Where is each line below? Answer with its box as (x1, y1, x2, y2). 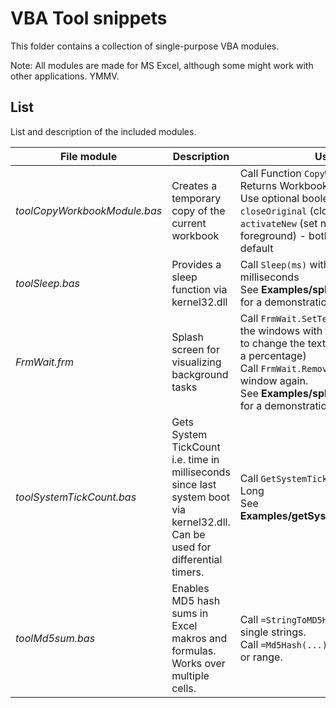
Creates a (171, 178, 218, 192)
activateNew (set (239, 216, 318, 230)
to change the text (239, 336, 326, 350)
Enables (171, 581, 210, 595)
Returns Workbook (239, 178, 328, 192)
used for (171, 540, 212, 554)
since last (171, 477, 217, 491)
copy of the (171, 203, 226, 217)
